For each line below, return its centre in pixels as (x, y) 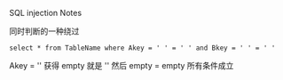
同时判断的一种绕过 (44, 31)
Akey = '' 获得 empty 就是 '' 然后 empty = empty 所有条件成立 (122, 65)
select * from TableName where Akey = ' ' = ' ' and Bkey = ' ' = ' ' (142, 48)
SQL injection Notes (46, 13)
